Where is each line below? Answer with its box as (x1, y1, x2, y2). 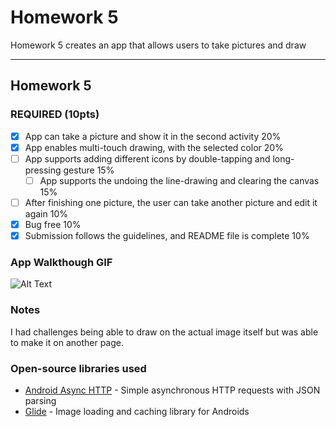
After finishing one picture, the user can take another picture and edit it (24, 196, 318, 208)
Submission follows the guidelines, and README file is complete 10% (24, 230, 310, 241)
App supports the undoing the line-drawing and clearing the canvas (39, 174, 320, 186)
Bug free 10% (24, 218, 82, 230)
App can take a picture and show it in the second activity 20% (24, 130, 282, 142)
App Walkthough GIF (10, 255, 113, 269)
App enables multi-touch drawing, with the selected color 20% (24, 141, 284, 153)
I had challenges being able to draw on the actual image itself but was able (10, 326, 319, 338)
